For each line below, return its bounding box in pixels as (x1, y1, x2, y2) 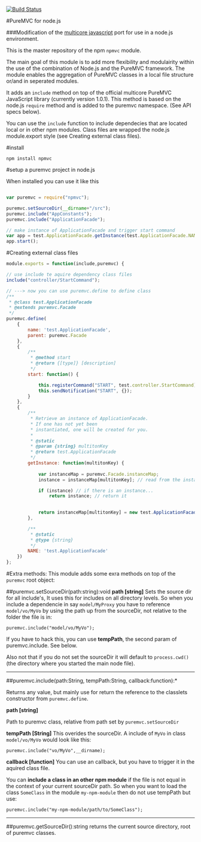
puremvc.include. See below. (6, 642, 78, 649)
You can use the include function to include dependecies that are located (6, 120, 187, 127)
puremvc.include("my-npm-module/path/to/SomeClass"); (6, 807, 144, 813)
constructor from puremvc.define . (6, 695, 89, 702)
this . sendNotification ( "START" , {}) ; (38, 388, 133, 394)
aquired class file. (6, 765, 50, 771)
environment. (6, 35, 39, 42)
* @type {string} (30, 537, 74, 543)
